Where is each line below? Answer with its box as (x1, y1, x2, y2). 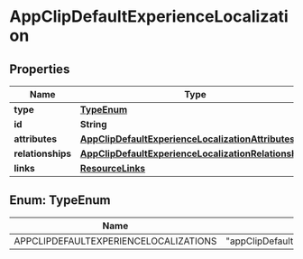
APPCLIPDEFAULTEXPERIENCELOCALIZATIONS (14, 235, 217, 247)
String (79, 118, 107, 130)
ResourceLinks (79, 162, 146, 174)
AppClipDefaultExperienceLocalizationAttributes (79, 133, 296, 145)
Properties (9, 61, 70, 77)
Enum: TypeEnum (9, 192, 111, 208)
